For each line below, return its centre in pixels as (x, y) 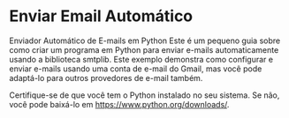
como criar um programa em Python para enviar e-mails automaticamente (144, 49)
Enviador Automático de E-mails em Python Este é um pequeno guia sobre (145, 41)
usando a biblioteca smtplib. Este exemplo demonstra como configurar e (141, 59)
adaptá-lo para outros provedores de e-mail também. (106, 77)
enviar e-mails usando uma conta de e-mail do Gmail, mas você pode (136, 69)
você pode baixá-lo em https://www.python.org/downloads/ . (119, 104)
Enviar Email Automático (101, 16)
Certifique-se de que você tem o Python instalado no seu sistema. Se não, (144, 95)
